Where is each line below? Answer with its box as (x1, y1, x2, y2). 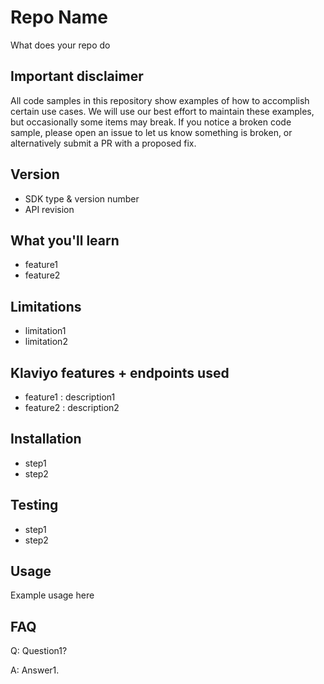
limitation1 (24, 325, 67, 337)
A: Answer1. (10, 664, 60, 676)
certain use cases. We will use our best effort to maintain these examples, (10, 105, 315, 117)
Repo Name (10, 6, 109, 29)
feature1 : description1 (24, 391, 116, 403)
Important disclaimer (10, 68, 144, 85)
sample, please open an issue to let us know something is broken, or (10, 126, 293, 138)
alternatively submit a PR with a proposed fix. (10, 137, 197, 149)
